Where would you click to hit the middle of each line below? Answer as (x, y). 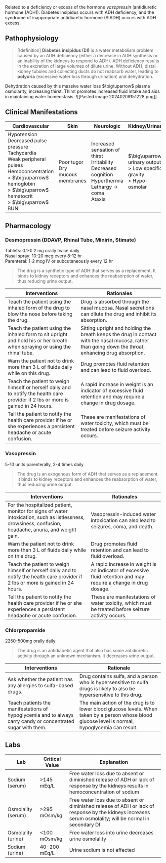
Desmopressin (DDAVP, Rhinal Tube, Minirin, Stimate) (71, 240)
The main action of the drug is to (117, 703)
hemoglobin (21, 184)
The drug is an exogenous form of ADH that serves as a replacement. (88, 474)
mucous (68, 174)
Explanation (114, 762)
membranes (72, 181)
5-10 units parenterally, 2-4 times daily (44, 464)
